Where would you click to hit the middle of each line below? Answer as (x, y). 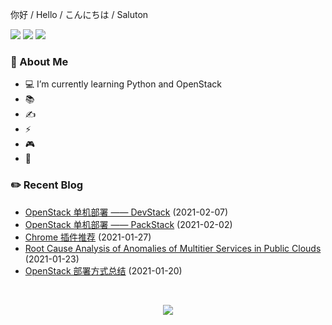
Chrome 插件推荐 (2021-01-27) (88, 237)
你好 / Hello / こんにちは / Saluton (79, 14)
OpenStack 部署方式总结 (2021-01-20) (103, 270)
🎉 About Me (39, 61)
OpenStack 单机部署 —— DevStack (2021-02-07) (126, 212)
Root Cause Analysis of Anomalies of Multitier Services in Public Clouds (173, 248)
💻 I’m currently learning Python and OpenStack (123, 84)
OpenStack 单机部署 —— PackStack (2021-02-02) (128, 224)
